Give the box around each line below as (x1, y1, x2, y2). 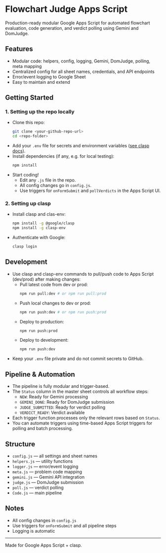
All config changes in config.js (12, 517, 77, 523)
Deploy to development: (19, 337, 69, 343)
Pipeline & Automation (5, 370, 75, 378)
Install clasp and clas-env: (12, 211, 66, 217)
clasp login (12, 244, 37, 249)
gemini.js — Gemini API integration (12, 474, 85, 480)
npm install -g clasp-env (12, 226, 66, 231)
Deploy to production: (19, 318, 64, 324)
